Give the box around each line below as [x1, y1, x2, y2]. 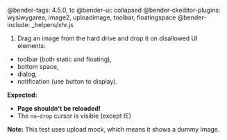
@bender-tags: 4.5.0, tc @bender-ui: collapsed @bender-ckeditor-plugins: [7, 6, 221, 14]
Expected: [7, 91, 37, 99]
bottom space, [17, 63, 59, 70]
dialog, [17, 70, 37, 78]
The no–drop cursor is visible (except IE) [17, 111, 132, 120]
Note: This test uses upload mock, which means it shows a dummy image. [7, 125, 220, 133]
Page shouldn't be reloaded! [17, 104, 101, 112]
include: [7, 21, 31, 29]
